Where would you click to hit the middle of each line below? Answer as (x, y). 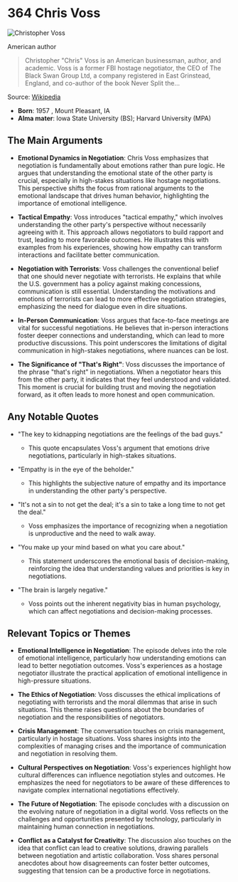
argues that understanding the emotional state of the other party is (115, 173)
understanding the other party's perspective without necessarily (112, 224)
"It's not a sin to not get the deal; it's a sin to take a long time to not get (121, 504)
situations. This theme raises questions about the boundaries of (111, 710)
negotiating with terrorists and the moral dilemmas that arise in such (117, 702)
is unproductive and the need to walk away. (92, 533)
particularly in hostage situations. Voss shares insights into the (109, 739)
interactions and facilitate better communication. (88, 255)
